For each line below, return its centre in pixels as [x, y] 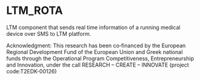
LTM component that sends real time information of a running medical [93, 27]
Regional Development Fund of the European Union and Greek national [95, 52]
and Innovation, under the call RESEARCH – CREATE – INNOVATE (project [98, 65]
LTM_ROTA [35, 11]
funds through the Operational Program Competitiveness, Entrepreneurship [100, 58]
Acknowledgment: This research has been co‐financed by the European [96, 45]
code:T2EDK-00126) [32, 71]
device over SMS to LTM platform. [49, 33]
